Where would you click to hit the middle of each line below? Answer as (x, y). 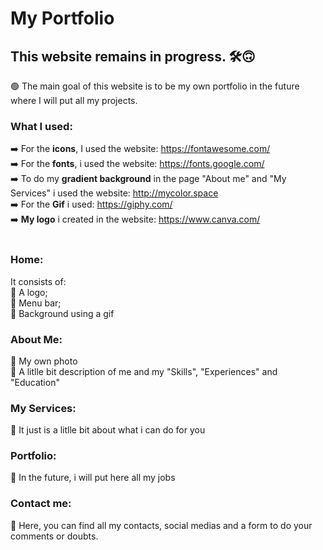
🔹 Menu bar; (36, 303)
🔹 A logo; (29, 292)
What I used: (41, 126)
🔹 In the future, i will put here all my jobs (93, 478)
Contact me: (41, 504)
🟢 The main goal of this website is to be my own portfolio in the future (155, 86)
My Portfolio (62, 18)
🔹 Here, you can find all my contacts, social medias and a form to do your (161, 525)
